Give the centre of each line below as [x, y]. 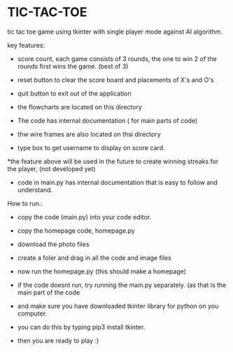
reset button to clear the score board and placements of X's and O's [116, 80]
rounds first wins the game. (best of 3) [73, 66]
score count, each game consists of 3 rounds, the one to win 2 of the [117, 59]
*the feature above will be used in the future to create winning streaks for [113, 161]
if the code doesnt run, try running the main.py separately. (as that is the [122, 285]
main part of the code [49, 292]
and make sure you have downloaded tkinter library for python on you [118, 306]
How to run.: [25, 203]
